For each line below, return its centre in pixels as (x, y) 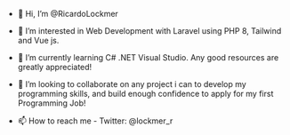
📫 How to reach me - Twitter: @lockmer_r (95, 121)
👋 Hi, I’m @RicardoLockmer (68, 14)
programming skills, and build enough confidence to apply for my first (145, 94)
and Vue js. (38, 40)
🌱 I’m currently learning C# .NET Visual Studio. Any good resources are (148, 57)
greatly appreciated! (55, 67)
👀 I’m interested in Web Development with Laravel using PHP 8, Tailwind (149, 31)
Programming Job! (52, 103)
